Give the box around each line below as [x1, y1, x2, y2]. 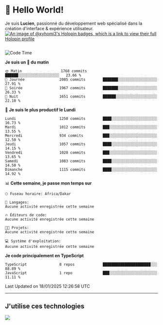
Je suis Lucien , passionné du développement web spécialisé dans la [5, 20, 143, 26]
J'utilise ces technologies [5, 302, 85, 310]
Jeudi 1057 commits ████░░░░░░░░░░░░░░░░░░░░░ [5, 142, 158, 147]
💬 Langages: [5, 200, 29, 205]
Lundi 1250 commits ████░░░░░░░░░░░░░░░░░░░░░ [5, 116, 158, 121]
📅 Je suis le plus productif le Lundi [5, 107, 76, 113]
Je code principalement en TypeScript [5, 253, 84, 259]
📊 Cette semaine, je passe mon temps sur [5, 180, 92, 186]
